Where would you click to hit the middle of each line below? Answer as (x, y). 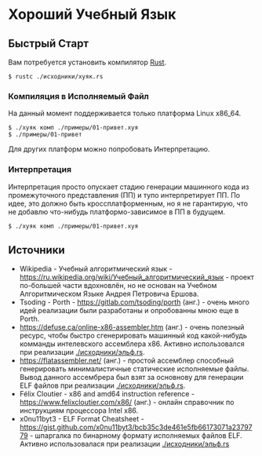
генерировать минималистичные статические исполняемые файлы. (134, 369)
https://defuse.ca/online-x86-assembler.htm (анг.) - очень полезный (132, 327)
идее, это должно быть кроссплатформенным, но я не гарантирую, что (128, 203)
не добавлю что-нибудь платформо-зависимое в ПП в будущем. (117, 212)
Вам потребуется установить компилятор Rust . (87, 62)
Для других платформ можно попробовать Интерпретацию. (109, 149)
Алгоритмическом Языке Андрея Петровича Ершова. (109, 294)
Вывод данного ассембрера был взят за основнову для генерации (131, 378)
